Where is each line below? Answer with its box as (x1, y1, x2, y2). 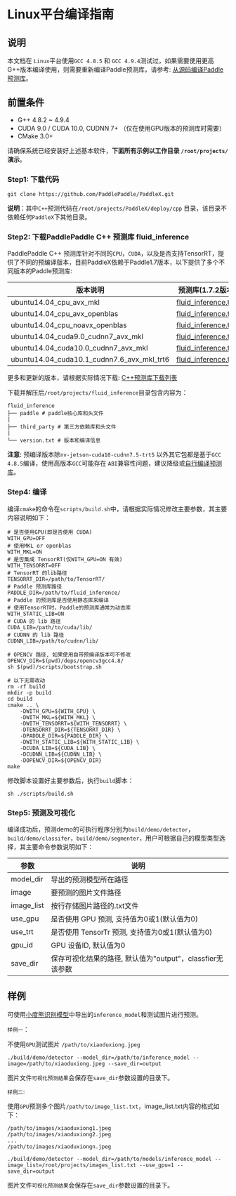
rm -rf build (7, 683, 46, 690)
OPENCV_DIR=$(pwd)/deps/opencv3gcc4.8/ (7, 657, 124, 664)
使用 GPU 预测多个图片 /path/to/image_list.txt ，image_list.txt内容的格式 (7, 1102, 214, 1110)
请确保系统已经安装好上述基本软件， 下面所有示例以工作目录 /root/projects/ (7, 146, 228, 155)
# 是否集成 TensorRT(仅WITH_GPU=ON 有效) (7, 556, 123, 563)
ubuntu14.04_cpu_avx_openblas (11, 309, 119, 319)
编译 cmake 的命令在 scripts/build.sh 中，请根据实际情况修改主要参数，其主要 (7, 504, 228, 513)
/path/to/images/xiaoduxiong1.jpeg (7, 1124, 112, 1131)
